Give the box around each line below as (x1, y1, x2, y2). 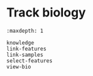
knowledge (6, 39, 35, 46)
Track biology (6, 5, 86, 21)
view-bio (6, 63, 31, 70)
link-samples (6, 51, 44, 58)
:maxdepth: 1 (6, 27, 44, 34)
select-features (6, 57, 53, 64)
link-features (6, 45, 47, 52)
